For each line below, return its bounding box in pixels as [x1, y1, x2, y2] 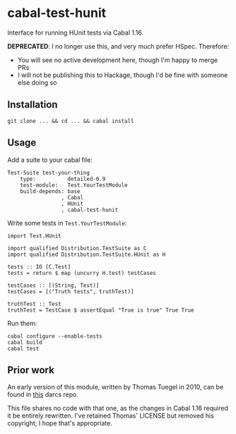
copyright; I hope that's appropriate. [7, 419, 113, 428]
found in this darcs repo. [7, 390, 79, 399]
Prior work [7, 364, 54, 376]
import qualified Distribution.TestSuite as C [7, 245, 147, 252]
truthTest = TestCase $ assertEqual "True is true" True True [7, 306, 194, 314]
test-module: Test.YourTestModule [20, 182, 129, 189]
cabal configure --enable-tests [7, 332, 102, 340]
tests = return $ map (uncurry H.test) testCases [7, 269, 157, 276]
